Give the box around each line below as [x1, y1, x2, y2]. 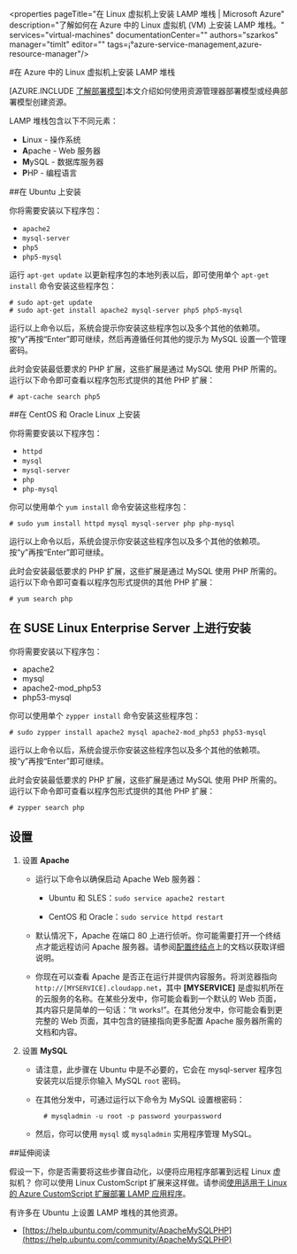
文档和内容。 [34, 1026, 82, 1037]
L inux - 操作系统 [21, 135, 81, 144]
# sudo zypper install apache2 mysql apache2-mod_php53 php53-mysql [9, 728, 267, 736]
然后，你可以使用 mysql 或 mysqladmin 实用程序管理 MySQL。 [34, 1128, 256, 1139]
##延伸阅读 [9, 1147, 50, 1157]
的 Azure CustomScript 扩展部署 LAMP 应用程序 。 [9, 1188, 191, 1199]
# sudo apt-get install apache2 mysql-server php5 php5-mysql [9, 306, 243, 315]
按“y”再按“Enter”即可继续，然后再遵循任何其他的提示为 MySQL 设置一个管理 [9, 334, 287, 344]
